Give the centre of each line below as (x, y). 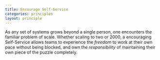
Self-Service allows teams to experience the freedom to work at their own (79, 42)
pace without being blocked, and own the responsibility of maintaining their (80, 47)
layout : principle (24, 18)
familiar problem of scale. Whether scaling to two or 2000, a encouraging (78, 37)
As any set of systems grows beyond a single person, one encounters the (79, 32)
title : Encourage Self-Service (37, 9)
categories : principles (29, 14)
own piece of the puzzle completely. (41, 52)
